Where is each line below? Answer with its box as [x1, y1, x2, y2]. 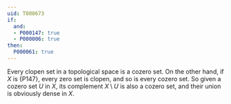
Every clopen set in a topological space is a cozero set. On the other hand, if [7, 67, 224, 76]
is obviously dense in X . [7, 89, 74, 97]
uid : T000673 [7, 10, 45, 17]
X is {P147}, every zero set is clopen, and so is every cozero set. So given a [7, 74, 221, 83]
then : [7, 42, 23, 49]
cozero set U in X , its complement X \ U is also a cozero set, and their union [7, 82, 221, 90]
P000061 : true [13, 49, 54, 56]
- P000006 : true [13, 36, 60, 43]
